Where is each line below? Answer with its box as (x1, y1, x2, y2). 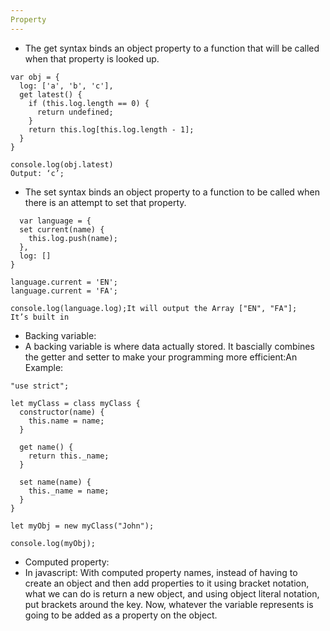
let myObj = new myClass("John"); (10, 521, 155, 531)
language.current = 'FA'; (10, 286, 118, 296)
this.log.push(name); (28, 233, 118, 243)
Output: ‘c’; (10, 168, 65, 178)
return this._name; (28, 451, 110, 461)
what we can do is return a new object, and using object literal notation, (24, 587, 320, 600)
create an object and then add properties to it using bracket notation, (24, 577, 310, 589)
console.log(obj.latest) (10, 159, 114, 170)
